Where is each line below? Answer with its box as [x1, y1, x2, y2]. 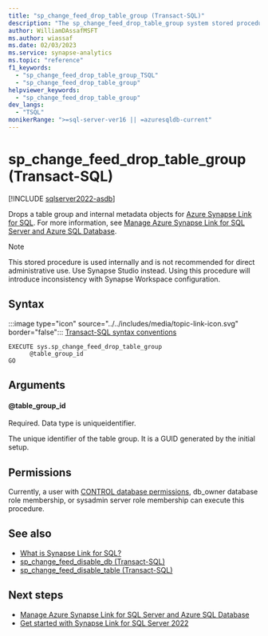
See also [8, 527, 52, 541]
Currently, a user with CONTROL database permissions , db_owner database [8, 487, 258, 497]
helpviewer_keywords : [8, 86, 81, 94]
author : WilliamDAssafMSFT [8, 26, 98, 34]
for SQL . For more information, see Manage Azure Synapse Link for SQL [8, 218, 246, 227]
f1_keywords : [8, 64, 52, 72]
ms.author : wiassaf [8, 34, 73, 42]
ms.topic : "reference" [8, 57, 84, 65]
